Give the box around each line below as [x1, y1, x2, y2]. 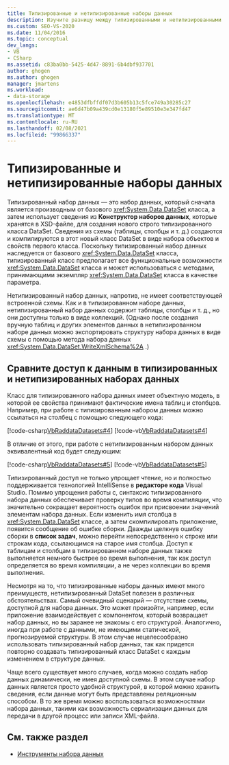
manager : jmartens [7, 80, 59, 87]
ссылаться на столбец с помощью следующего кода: [7, 413, 164, 421]
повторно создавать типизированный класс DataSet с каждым [7, 648, 191, 655]
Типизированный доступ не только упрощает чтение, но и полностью [7, 474, 211, 482]
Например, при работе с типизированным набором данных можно [7, 406, 204, 414]
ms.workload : [7, 86, 44, 93]
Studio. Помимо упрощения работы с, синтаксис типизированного [7, 489, 202, 496]
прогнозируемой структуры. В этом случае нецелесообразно [7, 633, 189, 641]
